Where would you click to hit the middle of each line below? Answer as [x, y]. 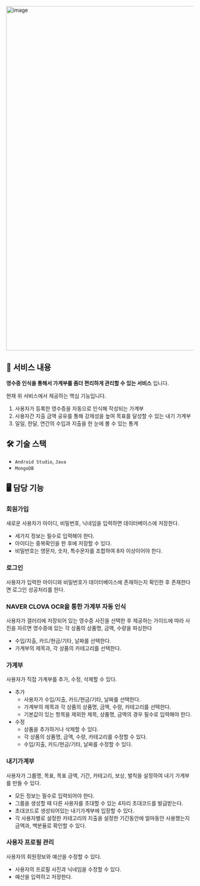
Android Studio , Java [40, 461]
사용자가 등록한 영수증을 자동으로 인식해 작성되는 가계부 [79, 408]
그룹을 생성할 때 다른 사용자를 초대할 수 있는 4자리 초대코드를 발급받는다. [99, 803]
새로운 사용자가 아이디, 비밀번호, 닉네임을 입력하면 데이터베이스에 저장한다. [93, 523]
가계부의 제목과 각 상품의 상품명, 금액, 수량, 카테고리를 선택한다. [97, 707]
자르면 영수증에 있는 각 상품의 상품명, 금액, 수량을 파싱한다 [85, 628]
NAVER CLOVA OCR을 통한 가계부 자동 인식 [66, 606]
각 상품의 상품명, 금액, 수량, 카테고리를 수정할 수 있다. [85, 737]
